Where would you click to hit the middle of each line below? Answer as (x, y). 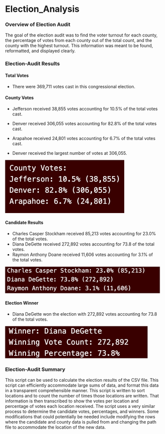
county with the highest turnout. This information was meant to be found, (79, 46)
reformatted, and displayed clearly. (41, 51)
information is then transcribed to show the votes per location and (72, 401)
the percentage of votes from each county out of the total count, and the (79, 40)
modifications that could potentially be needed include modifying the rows (80, 416)
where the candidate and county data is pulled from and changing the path (81, 422)
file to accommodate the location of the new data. (55, 427)
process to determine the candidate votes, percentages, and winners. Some (82, 411)
